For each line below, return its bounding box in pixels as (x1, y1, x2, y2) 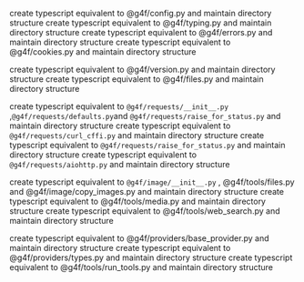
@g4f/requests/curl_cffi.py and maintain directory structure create (9, 130, 265, 140)
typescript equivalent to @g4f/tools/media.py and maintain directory (9, 196, 267, 206)
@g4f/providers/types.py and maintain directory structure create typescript (9, 252, 293, 263)
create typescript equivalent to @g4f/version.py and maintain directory (9, 64, 276, 75)
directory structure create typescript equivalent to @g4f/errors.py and (9, 27, 273, 37)
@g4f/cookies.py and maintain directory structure (9, 46, 197, 57)
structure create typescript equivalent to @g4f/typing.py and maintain (9, 17, 272, 28)
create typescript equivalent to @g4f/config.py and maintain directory (9, 8, 272, 18)
